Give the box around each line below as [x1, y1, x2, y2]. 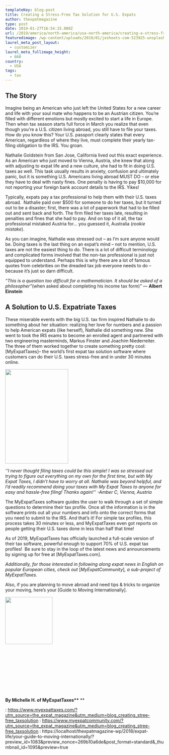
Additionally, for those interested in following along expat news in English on [5, 561, 163, 567]
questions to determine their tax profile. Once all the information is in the [5, 504, 155, 510]
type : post [5, 21, 28, 27]
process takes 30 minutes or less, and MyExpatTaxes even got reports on [5, 520, 157, 526]
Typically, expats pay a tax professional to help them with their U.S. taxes [5, 194, 157, 200]
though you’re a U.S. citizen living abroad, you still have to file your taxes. [5, 126, 157, 132]
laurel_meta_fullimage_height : [5, 49, 71, 54]
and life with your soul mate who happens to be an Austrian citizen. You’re [5, 110, 159, 116]
